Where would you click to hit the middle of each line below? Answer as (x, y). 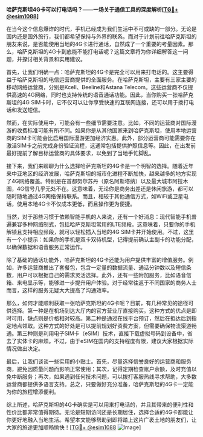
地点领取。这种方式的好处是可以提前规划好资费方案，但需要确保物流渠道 (101, 326)
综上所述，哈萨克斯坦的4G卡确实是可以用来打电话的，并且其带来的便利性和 (100, 405)
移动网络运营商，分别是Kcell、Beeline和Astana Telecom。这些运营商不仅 (97, 87)
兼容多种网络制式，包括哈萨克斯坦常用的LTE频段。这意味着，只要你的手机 (103, 224)
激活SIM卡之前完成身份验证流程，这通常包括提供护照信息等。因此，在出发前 (101, 145)
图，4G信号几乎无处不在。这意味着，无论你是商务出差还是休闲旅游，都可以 (100, 188)
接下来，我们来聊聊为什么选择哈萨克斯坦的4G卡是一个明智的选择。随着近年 (100, 166)
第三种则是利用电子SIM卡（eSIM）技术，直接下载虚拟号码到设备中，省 (105, 333)
